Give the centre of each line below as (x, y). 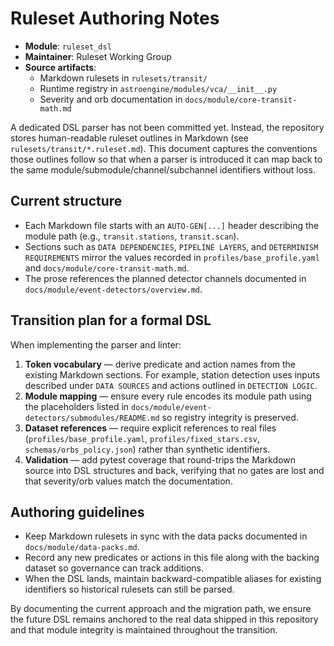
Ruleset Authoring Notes (115, 18)
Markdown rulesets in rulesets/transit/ (123, 78)
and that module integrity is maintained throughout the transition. (144, 630)
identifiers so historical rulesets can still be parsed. (129, 589)
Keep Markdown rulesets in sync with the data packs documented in (166, 536)
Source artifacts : (60, 67)
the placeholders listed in (77, 406)
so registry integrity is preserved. (230, 417)
